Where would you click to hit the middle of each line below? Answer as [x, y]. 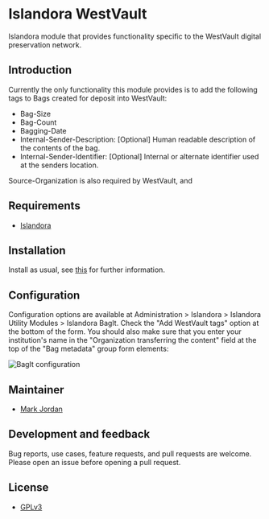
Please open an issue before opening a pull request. [95, 462]
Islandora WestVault [78, 14]
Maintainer [36, 390]
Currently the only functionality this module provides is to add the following [133, 89]
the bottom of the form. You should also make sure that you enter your [125, 332]
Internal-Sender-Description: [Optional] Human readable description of [138, 139]
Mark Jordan [41, 409]
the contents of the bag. [60, 148]
